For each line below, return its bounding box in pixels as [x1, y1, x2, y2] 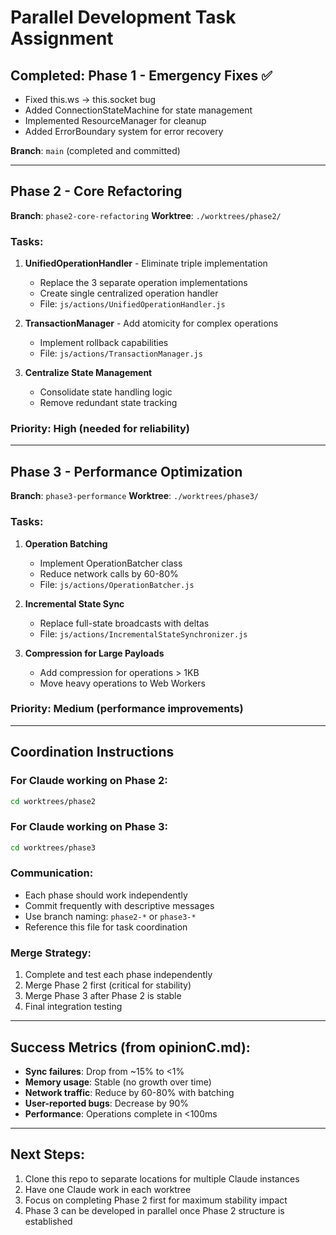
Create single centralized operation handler [39, 287, 219, 300]
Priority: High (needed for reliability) [10, 422, 191, 436]
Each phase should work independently [24, 889, 188, 901]
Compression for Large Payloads [24, 647, 165, 659]
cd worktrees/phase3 [10, 842, 97, 853]
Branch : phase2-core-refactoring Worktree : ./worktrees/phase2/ [10, 209, 282, 221]
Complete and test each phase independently [24, 969, 213, 981]
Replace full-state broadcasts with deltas [39, 617, 210, 629]
